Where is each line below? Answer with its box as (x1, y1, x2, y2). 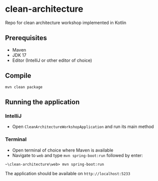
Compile (5, 72, 31, 80)
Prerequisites (5, 34, 47, 42)
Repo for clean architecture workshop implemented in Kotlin (5, 20, 127, 26)
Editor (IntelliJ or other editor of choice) (12, 57, 92, 63)
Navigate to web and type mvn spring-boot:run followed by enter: (12, 152, 143, 158)
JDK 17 (12, 52, 26, 58)
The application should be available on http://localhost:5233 (5, 170, 131, 176)
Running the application (5, 98, 80, 106)
